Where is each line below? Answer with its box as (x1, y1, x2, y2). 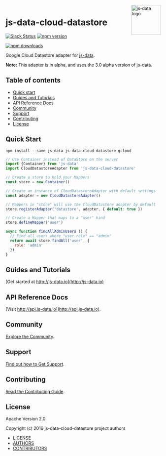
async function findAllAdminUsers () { (5, 229, 88, 234)
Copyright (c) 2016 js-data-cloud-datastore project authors (5, 425, 126, 431)
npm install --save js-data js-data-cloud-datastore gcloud (5, 148, 132, 153)
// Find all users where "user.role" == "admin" (10, 234, 112, 239)
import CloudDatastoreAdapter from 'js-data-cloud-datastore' (5, 166, 136, 171)
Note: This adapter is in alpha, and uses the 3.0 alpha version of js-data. (5, 62, 152, 68)
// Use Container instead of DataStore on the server (5, 157, 119, 162)
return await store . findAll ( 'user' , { (10, 238, 90, 243)
